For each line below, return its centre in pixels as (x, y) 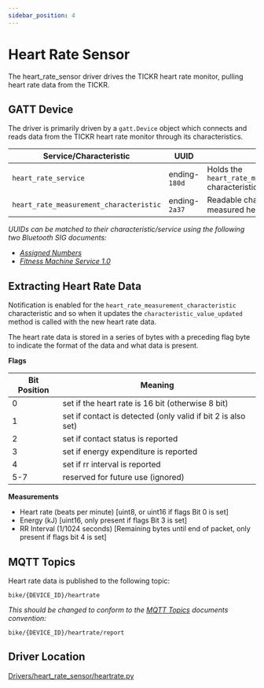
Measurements (33, 496)
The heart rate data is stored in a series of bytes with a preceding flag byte (129, 337)
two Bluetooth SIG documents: (58, 238)
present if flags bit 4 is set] (63, 537)
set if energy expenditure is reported (130, 452)
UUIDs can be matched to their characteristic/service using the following (126, 229)
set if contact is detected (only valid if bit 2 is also (154, 416)
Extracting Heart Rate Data (75, 286)
